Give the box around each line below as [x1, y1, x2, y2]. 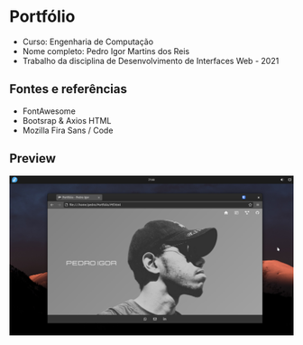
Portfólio [9, 6, 76, 27]
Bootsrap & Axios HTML [22, 115, 112, 126]
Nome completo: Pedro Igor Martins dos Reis [22, 45, 190, 56]
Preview [9, 151, 57, 166]
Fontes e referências [9, 81, 128, 97]
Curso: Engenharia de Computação [22, 36, 154, 47]
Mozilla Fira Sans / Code [22, 125, 114, 135]
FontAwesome [22, 106, 77, 117]
